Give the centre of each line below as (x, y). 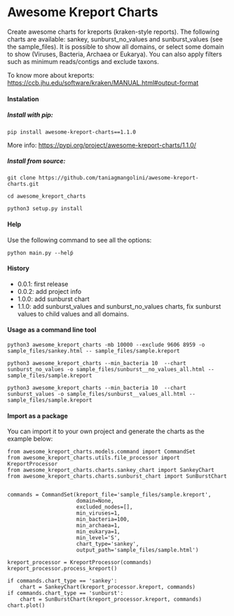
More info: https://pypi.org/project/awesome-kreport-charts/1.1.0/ (102, 145)
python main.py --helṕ (40, 253)
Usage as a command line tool (52, 330)
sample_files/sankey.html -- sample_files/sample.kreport (94, 351)
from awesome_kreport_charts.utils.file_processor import (94, 458)
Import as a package (38, 416)
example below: (30, 439)
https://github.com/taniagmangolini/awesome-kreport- (118, 178)
